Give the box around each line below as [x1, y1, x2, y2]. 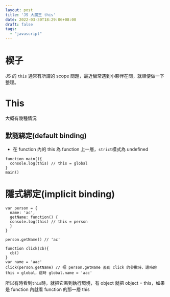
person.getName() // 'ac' [5, 237, 60, 242]
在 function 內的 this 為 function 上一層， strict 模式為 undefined [12, 146, 149, 152]
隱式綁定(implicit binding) [5, 188, 115, 200]
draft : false [5, 22, 33, 27]
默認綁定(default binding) [5, 132, 87, 140]
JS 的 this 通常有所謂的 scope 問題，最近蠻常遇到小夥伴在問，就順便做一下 [5, 73, 164, 79]
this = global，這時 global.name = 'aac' [5, 270, 92, 275]
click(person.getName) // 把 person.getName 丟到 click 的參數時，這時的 [5, 265, 157, 270]
